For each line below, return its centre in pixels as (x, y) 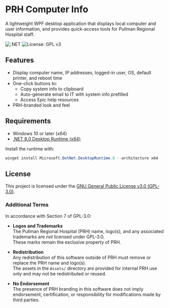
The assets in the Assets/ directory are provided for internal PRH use (85, 268)
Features (20, 60)
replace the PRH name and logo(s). (49, 263)
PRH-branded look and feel (41, 105)
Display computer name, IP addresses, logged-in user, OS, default (82, 72)
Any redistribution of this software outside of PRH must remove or (82, 257)
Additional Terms (27, 205)
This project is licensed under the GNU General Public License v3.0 (76, 186)
